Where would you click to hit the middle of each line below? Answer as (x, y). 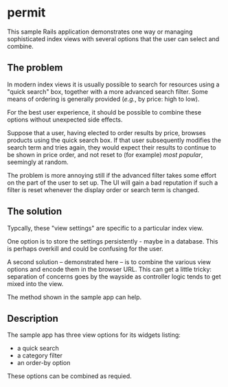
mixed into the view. (35, 283)
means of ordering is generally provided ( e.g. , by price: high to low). (103, 99)
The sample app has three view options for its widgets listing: (94, 335)
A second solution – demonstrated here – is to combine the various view (109, 261)
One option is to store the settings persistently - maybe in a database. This (113, 241)
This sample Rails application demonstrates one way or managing (100, 32)
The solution (35, 212)
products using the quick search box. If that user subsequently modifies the (114, 140)
